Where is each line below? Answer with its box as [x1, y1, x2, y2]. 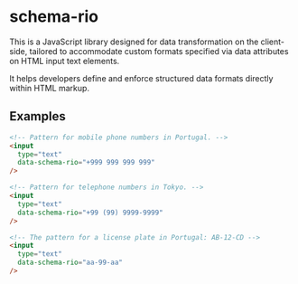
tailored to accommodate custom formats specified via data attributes [29, 45, 289, 56]
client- [260, 36, 285, 47]
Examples [9, 109, 66, 124]
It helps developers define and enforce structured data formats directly [9, 72, 274, 83]
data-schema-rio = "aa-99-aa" [17, 258, 124, 268]
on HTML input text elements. [9, 55, 120, 66]
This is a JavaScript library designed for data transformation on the [9, 36, 259, 47]
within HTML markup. [9, 82, 90, 93]
